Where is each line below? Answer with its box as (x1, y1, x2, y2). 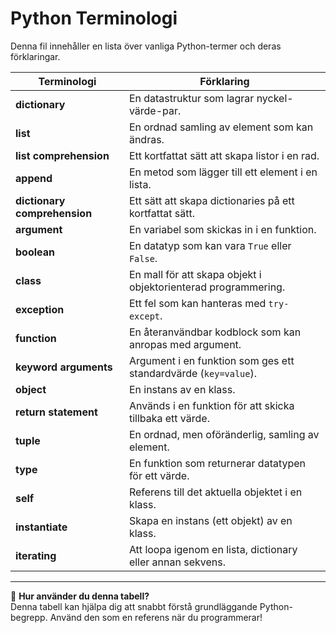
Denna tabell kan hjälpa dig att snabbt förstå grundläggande (10, 600, 258, 612)
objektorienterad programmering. (128, 280, 286, 294)
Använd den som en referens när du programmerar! (49, 611, 263, 623)
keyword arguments (15, 360, 113, 374)
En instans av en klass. (128, 382, 236, 396)
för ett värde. (128, 468, 190, 482)
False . (128, 251, 158, 265)
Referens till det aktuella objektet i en (128, 485, 303, 499)
